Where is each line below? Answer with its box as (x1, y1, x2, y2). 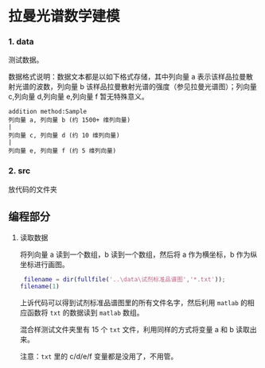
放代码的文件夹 (8, 184, 57, 194)
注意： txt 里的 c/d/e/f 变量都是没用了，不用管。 (19, 351, 178, 362)
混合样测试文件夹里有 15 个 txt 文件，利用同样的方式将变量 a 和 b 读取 (19, 325, 251, 335)
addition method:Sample (8, 108, 88, 116)
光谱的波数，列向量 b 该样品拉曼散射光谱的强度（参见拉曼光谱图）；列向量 (14, 82, 257, 91)
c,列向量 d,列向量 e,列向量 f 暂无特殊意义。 (8, 92, 149, 102)
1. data (8, 37, 34, 48)
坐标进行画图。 (19, 259, 69, 269)
